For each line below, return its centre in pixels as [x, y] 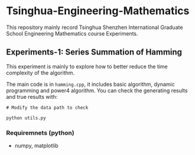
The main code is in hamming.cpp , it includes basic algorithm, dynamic [91, 84]
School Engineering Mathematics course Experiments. [72, 33]
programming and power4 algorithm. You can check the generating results [97, 91]
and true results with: [32, 96]
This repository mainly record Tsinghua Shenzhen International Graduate [95, 27]
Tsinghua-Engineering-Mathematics [98, 11]
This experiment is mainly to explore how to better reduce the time [87, 66]
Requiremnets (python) [40, 133]
